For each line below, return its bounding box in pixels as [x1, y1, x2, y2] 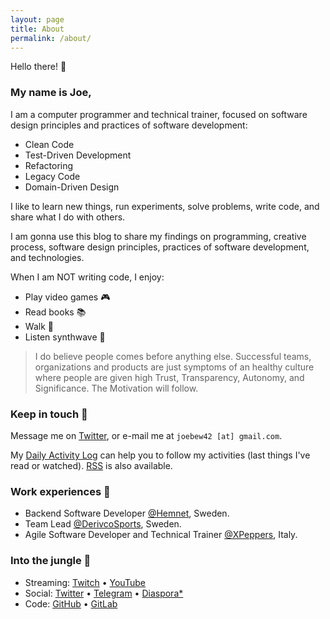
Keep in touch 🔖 [10, 407, 88, 421]
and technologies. [10, 251, 85, 263]
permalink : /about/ [10, 33, 92, 43]
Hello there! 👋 [10, 61, 67, 73]
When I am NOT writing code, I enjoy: [10, 271, 165, 283]
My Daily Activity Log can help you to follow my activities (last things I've [10, 449, 311, 461]
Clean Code [24, 138, 75, 150]
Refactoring [24, 159, 74, 171]
